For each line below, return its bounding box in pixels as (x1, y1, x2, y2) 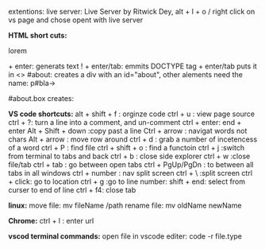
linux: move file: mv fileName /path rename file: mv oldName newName (8, 200, 242, 210)
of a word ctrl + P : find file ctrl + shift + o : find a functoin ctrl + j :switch (8, 143, 244, 152)
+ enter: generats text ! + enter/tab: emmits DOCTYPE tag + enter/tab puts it (8, 61, 258, 71)
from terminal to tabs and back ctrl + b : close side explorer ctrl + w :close (8, 151, 251, 161)
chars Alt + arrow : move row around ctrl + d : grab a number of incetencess (8, 134, 258, 144)
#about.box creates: (8, 94, 75, 103)
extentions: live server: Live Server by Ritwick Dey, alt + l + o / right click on (8, 7, 255, 16)
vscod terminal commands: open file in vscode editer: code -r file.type (8, 231, 242, 241)
